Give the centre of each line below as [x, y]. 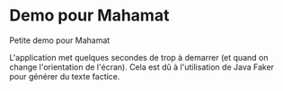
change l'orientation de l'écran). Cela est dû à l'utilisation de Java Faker [142, 67]
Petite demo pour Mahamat [60, 40]
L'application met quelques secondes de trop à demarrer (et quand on [139, 57]
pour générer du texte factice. [65, 76]
